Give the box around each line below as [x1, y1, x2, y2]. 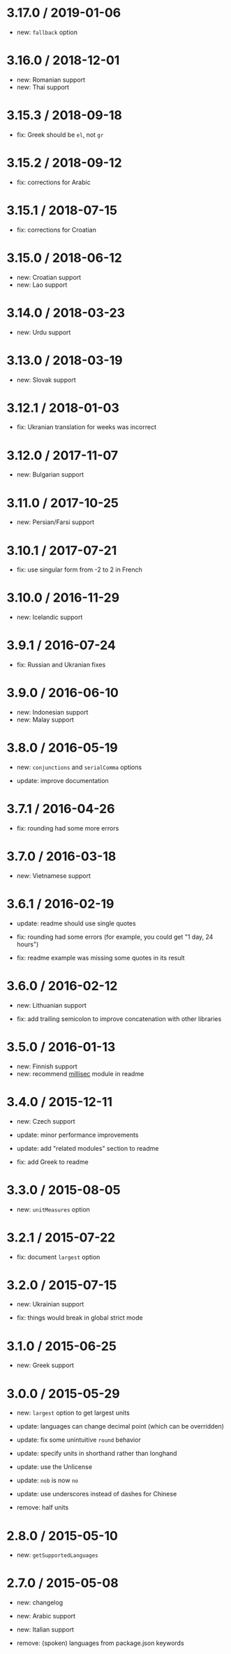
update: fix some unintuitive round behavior [16, 1436, 141, 1444]
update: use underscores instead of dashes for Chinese [16, 1490, 177, 1498]
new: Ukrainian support [16, 1300, 84, 1309]
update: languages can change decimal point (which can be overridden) [16, 1422, 225, 1431]
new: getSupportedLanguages [16, 1551, 98, 1559]
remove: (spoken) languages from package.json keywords [16, 1639, 184, 1648]
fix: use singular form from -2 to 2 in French [16, 565, 142, 574]
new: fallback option [16, 28, 78, 36]
